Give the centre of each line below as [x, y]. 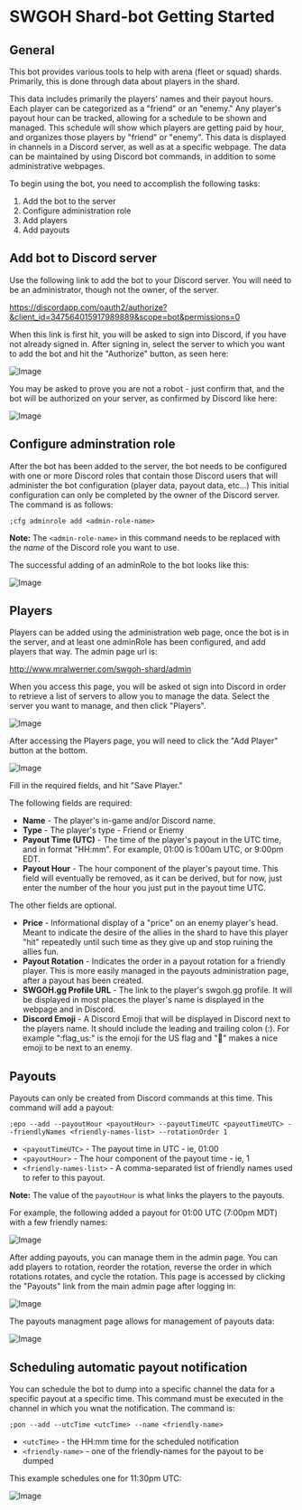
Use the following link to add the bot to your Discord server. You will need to [151, 280]
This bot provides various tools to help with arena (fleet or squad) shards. [146, 71]
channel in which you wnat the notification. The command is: [122, 1409]
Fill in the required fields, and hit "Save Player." [96, 786]
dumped [38, 1461]
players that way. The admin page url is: [83, 652]
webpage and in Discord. [69, 1009]
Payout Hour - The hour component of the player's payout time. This [150, 869]
